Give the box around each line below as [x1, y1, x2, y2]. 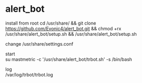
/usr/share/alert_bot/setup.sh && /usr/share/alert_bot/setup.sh [5, 31, 137, 37]
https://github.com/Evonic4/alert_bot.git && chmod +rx [5, 25, 121, 31]
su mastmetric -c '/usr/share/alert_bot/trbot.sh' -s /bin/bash [5, 56, 132, 62]
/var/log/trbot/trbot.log [5, 71, 53, 77]
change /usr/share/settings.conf [5, 40, 73, 47]
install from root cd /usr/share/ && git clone [5, 20, 96, 26]
